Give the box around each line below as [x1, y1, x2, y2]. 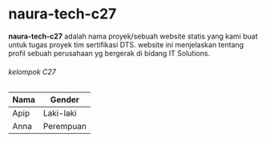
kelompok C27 [8, 67, 56, 76]
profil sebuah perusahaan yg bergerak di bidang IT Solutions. [8, 48, 211, 58]
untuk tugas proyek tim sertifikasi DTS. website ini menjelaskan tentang [8, 39, 244, 49]
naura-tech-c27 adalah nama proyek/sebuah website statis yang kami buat [8, 31, 258, 41]
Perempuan [42, 121, 87, 132]
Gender [50, 94, 80, 105]
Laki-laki [42, 108, 77, 119]
